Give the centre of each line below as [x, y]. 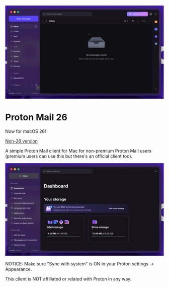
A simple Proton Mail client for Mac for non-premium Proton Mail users [78, 151]
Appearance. [19, 269]
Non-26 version [21, 141]
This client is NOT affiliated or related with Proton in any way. [68, 279]
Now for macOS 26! [26, 131]
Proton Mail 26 [36, 118]
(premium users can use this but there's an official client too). [69, 156]
